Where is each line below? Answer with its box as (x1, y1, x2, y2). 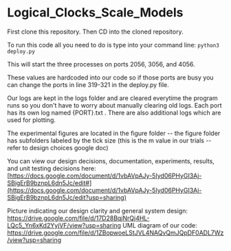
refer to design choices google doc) (7, 143, 109, 152)
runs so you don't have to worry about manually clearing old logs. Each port (7, 101, 222, 109)
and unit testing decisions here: (7, 164, 96, 172)
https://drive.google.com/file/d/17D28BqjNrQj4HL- (7, 214, 150, 222)
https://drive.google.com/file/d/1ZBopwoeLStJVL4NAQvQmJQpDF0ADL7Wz (7, 228, 224, 237)
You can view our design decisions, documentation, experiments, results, (7, 156, 214, 165)
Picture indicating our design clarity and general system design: (7, 206, 188, 215)
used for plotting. (7, 115, 56, 124)
